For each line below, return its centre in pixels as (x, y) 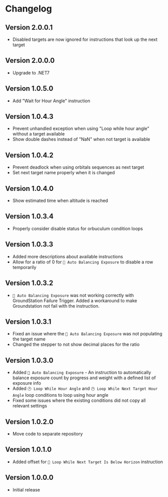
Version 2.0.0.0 (30, 61)
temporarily (24, 267)
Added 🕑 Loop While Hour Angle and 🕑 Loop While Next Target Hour (85, 389)
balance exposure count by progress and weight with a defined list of (84, 378)
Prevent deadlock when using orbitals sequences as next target (78, 167)
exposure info (27, 383)
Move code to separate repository (48, 434)
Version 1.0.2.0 (29, 422)
